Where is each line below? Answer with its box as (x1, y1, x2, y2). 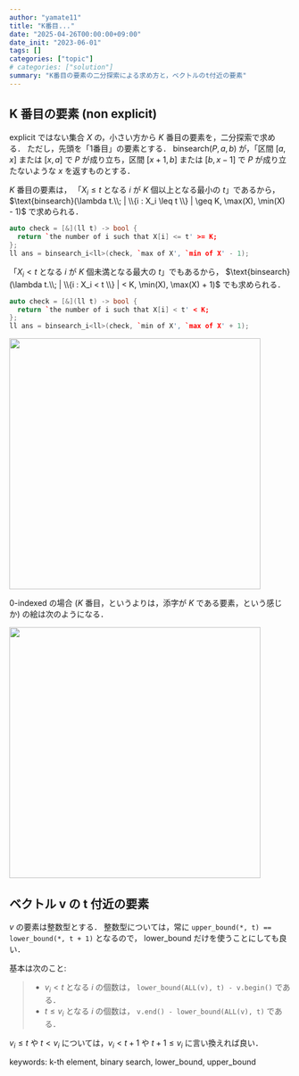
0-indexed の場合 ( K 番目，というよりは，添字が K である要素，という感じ (9, 598, 283, 608)
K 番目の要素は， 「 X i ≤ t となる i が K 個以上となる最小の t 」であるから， (9, 184, 280, 197)
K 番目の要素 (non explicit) (9, 106, 158, 121)
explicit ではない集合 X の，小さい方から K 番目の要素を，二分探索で (9, 131, 261, 143)
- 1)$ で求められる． (9, 206, 84, 217)
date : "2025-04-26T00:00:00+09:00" (9, 29, 142, 38)
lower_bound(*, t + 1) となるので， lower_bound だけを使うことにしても (9, 932, 279, 943)
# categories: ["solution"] (9, 63, 114, 72)
